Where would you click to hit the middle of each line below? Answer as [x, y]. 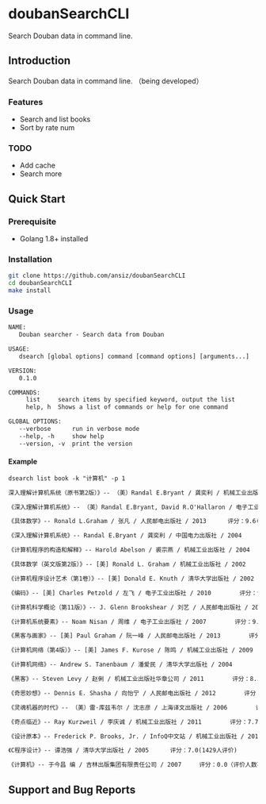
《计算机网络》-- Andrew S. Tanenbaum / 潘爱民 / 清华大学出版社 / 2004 [120, 665]
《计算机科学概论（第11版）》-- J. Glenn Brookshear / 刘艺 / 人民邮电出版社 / [128, 607]
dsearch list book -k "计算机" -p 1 [67, 478]
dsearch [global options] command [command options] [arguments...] [134, 356]
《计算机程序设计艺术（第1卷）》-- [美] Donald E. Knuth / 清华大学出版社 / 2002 [131, 579]
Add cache [37, 165]
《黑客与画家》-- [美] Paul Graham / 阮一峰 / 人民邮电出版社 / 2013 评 [131, 636]
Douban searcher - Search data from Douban [91, 335]
